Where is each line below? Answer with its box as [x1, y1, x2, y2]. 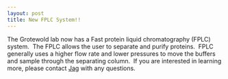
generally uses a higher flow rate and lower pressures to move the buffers [7, 49, 216, 58]
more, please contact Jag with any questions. [7, 64, 136, 72]
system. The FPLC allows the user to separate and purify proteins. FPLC [7, 42, 214, 50]
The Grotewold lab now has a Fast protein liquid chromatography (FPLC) [7, 35, 211, 43]
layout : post [7, 10, 45, 17]
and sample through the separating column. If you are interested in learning [7, 57, 222, 65]
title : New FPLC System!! [7, 16, 81, 23]
